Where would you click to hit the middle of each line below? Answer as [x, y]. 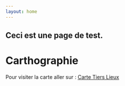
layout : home [21, 11]
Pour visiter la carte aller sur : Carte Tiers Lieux [62, 77]
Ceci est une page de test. [54, 36]
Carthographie [42, 61]
